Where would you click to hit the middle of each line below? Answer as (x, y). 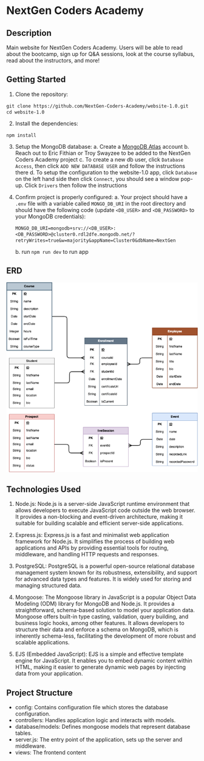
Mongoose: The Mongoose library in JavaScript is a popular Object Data (105, 597)
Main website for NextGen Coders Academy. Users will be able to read (95, 47)
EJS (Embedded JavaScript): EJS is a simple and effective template (99, 654)
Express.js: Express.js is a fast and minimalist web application (92, 535)
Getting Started (36, 80)
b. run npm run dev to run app (52, 251)
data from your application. (49, 674)
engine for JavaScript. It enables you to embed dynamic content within (104, 661)
